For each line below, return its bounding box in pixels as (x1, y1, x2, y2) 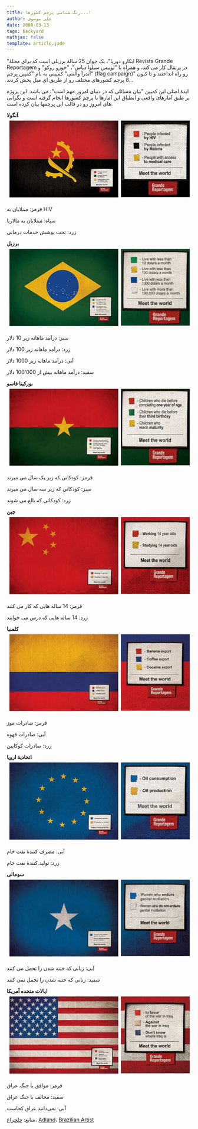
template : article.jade (6, 41, 65, 47)
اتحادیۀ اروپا (6, 753, 32, 761)
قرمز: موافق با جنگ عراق (6, 1082, 62, 1089)
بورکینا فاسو (6, 380, 33, 387)
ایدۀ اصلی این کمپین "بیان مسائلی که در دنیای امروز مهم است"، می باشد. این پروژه (6, 88, 189, 94)
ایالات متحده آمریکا (6, 988, 48, 995)
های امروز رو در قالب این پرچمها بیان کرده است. (6, 100, 113, 107)
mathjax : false (6, 34, 44, 41)
